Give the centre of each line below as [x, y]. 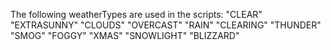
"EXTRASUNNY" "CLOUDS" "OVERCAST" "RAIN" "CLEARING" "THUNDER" [166, 25]
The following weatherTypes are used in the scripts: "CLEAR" [136, 14]
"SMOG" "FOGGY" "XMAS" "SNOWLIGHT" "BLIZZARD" [125, 35]
